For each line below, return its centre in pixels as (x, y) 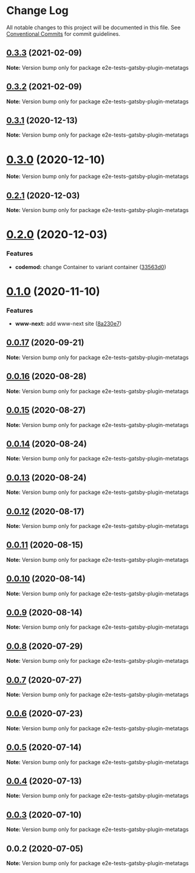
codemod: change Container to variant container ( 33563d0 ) (91, 267)
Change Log (37, 11)
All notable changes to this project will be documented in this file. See (94, 27)
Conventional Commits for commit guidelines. (63, 33)
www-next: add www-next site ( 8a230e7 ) (68, 324)
